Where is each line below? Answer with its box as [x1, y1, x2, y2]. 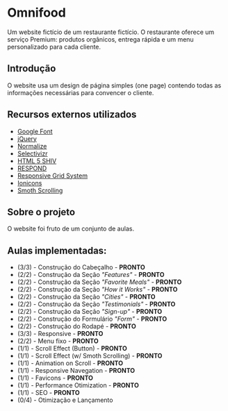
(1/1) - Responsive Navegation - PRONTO [17, 367, 136, 375]
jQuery [17, 134, 37, 143]
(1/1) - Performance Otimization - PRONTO [17, 381, 139, 389]
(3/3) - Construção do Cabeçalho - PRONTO [17, 263, 145, 271]
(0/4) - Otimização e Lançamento [17, 396, 113, 404]
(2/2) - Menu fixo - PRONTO [17, 337, 99, 345]
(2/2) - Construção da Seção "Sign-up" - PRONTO [17, 308, 163, 316]
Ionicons [17, 178, 42, 187]
